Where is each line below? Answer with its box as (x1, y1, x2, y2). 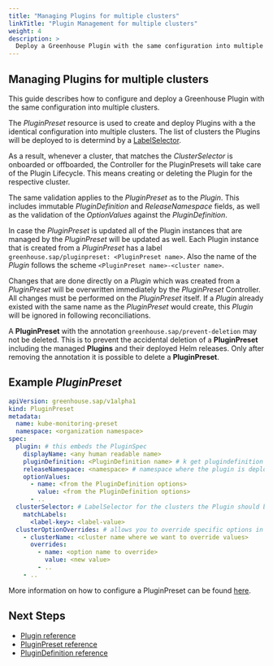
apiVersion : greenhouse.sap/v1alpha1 (8, 397, 136, 405)
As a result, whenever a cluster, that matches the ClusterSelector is (8, 151, 233, 161)
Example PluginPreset (8, 375, 122, 390)
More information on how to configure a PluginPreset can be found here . (8, 586, 252, 595)
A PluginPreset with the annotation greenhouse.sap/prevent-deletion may (8, 326, 258, 335)
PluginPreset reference (19, 639, 97, 649)
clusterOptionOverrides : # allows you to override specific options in (15, 525, 264, 534)
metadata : (8, 412, 42, 421)
